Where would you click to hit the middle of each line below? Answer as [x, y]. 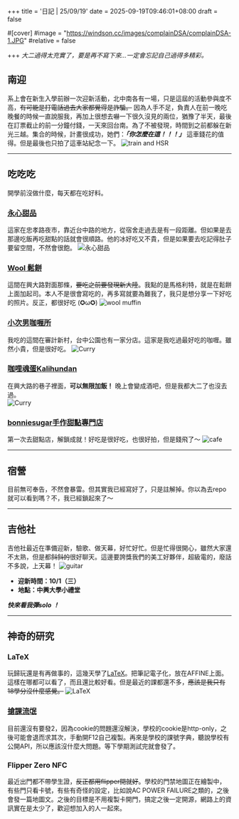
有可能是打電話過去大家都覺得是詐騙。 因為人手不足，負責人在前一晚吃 [124, 107]
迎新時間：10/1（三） [49, 581]
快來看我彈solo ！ [33, 604]
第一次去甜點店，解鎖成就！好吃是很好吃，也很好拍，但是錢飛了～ [104, 439]
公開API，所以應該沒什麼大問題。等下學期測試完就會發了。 [94, 746]
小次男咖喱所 [30, 323]
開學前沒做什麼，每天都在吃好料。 [57, 192]
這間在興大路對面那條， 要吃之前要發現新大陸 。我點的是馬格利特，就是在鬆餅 [119, 285]
